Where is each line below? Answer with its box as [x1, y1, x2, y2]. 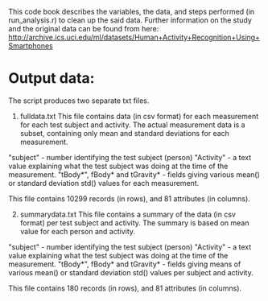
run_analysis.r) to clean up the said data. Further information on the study [8, 15, 252, 25]
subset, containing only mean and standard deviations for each [19, 128, 229, 138]
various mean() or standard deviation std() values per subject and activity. [8, 267, 254, 277]
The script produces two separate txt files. [8, 96, 150, 105]
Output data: [8, 69, 95, 88]
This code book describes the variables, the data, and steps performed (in [8, 7, 255, 16]
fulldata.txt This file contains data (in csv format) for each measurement [19, 111, 259, 121]
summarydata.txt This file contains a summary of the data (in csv [19, 209, 236, 219]
